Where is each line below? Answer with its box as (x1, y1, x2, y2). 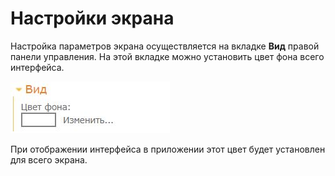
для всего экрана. (10, 153, 88, 166)
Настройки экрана (10, 7, 175, 30)
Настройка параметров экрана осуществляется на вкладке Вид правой (10, 40, 320, 52)
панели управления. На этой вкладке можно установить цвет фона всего (10, 50, 325, 62)
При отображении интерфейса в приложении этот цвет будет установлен (10, 143, 326, 155)
